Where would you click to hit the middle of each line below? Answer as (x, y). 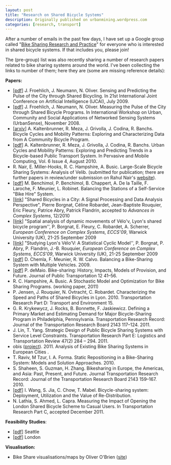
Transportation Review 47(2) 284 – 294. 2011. (60, 341)
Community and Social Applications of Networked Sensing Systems (84, 118)
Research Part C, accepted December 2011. (58, 412)
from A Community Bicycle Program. (51, 139)
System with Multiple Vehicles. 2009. (52, 265)
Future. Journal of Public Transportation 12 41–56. (65, 276)
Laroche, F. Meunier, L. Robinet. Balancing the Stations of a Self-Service (89, 189)
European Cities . (31, 352)
